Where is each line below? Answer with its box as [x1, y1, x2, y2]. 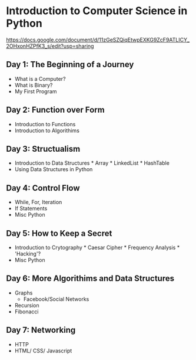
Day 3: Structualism [6, 143, 81, 154]
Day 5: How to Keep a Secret [6, 228, 112, 238]
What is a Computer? [14, 75, 66, 82]
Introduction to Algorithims [14, 127, 79, 134]
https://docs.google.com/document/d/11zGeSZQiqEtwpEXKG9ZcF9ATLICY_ [6, 36, 190, 43]
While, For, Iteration [14, 199, 62, 206]
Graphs [14, 289, 33, 296]
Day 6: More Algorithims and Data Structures [6, 273, 175, 284]
